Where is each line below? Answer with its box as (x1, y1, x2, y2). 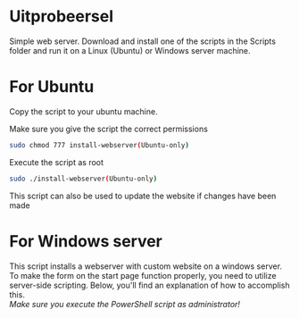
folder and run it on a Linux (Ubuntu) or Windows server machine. (9, 45, 252, 55)
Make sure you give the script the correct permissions (9, 123, 208, 134)
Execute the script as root (9, 156, 104, 167)
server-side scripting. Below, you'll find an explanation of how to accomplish (9, 280, 290, 290)
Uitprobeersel (9, 6, 114, 27)
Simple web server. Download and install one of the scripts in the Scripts (9, 36, 277, 46)
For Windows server (9, 230, 163, 251)
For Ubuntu (9, 77, 95, 97)
